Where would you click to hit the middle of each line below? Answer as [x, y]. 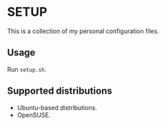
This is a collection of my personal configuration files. [83, 31]
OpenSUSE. [34, 115]
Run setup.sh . [27, 69]
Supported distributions [60, 91]
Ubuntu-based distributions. [57, 107]
